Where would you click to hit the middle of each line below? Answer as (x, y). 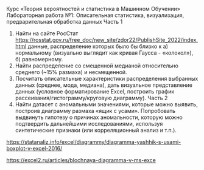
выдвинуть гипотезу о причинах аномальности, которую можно (99, 117)
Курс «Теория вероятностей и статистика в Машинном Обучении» (93, 9)
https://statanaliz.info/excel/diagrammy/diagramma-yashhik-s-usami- (94, 142)
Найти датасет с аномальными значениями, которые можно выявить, (106, 104)
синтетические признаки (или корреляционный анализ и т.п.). (96, 130)
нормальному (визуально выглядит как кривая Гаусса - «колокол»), (104, 53)
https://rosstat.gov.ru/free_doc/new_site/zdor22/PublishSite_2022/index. (106, 40)
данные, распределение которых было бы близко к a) (98, 46)
